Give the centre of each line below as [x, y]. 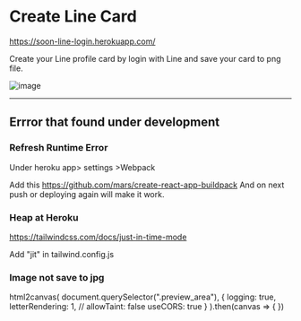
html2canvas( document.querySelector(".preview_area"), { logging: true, [143, 297]
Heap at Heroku [44, 217]
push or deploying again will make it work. [87, 194]
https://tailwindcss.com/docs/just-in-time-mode [98, 237]
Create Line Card [73, 17]
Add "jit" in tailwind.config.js [62, 254]
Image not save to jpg [57, 277]
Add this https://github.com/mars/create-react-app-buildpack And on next [147, 185]
